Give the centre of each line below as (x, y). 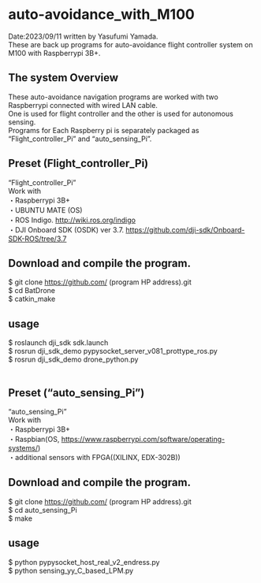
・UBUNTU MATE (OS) (45, 210)
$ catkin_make (32, 299)
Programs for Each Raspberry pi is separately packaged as (104, 130)
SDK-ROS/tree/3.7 (37, 239)
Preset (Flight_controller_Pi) (78, 163)
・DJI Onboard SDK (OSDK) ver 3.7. (66, 229)
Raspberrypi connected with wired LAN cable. (83, 105)
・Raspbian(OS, (34, 439)
